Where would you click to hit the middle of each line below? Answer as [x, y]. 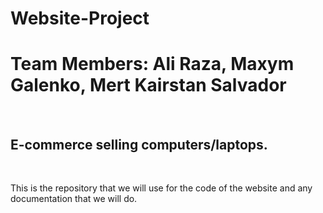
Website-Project [80, 18]
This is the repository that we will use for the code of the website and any [161, 188]
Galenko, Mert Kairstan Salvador [148, 85]
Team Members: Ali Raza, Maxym [152, 64]
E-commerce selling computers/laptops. [139, 144]
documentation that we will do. [74, 198]
